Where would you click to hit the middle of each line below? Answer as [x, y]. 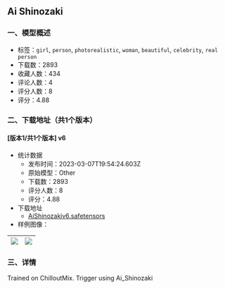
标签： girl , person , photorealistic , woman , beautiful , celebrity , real [117, 49]
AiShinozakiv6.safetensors [66, 216]
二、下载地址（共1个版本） [52, 120]
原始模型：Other [52, 173]
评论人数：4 [35, 82]
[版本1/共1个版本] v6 [37, 138]
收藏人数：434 [39, 73]
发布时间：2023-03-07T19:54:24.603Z [84, 164]
